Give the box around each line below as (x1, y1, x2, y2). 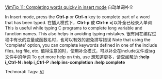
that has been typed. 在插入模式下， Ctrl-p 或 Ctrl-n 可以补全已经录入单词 (5, 20, 152, 25)
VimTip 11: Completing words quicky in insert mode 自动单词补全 (5, 4, 133, 10)
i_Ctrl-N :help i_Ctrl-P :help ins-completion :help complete (5, 59, 125, 65)
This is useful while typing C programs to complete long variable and (5, 25, 143, 31)
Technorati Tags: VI (5, 69, 44, 74)
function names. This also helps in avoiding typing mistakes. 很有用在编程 (5, 31, 152, 37)
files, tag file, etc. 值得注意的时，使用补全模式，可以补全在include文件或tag (5, 48, 155, 53)
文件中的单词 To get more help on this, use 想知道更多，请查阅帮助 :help (5, 54, 149, 60)
